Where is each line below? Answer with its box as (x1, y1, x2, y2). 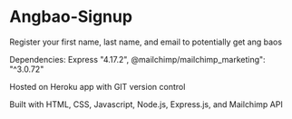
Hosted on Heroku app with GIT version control (9, 81, 186, 92)
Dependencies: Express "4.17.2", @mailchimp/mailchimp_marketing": (9, 54, 266, 64)
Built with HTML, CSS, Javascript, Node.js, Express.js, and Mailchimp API (9, 98, 283, 110)
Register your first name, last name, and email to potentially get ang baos (9, 36, 283, 47)
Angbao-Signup (9, 6, 133, 27)
